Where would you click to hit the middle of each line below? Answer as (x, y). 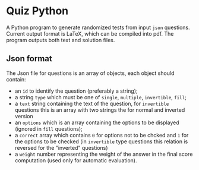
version (24, 116)
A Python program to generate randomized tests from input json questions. (98, 27)
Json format (29, 59)
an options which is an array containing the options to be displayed (97, 122)
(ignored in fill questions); (49, 128)
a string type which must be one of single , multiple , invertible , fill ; (101, 97)
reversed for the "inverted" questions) (61, 147)
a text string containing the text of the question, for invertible (92, 103)
